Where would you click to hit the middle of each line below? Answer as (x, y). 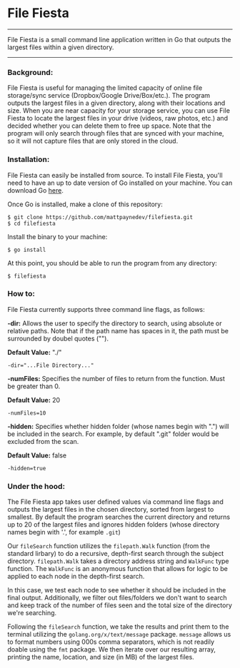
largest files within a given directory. (61, 47)
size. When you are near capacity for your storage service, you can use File (119, 111)
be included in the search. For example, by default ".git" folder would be (113, 434)
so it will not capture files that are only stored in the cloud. (93, 141)
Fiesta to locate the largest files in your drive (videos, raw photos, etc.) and (118, 118)
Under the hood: (36, 486)
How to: (21, 294)
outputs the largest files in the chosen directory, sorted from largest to (111, 510)
